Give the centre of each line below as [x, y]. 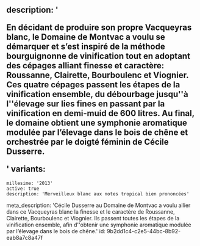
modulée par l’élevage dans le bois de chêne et [97, 133]
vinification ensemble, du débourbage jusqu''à [97, 94]
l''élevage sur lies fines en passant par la [86, 104]
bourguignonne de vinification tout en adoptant [98, 56]
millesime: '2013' [30, 183]
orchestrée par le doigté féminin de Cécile [87, 142]
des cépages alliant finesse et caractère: [85, 66]
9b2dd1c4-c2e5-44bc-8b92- [144, 231]
